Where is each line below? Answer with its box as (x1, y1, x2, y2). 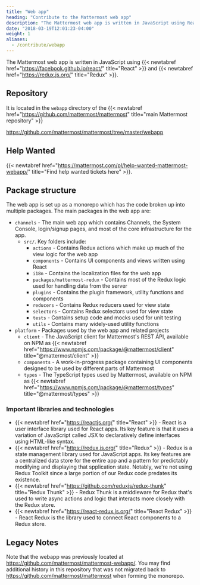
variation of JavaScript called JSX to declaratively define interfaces (14, 431, 180, 439)
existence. (14, 476, 40, 483)
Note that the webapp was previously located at (6, 553, 124, 561)
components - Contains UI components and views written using (32, 257, 186, 264)
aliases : (6, 36, 28, 42)
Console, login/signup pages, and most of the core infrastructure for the (14, 225, 192, 233)
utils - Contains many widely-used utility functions (32, 321, 160, 328)
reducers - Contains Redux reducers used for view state (32, 301, 170, 309)
